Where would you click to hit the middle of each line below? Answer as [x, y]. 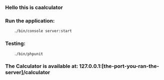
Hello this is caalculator [34, 7]
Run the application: [30, 20]
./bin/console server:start [43, 31]
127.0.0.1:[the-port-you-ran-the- [119, 66]
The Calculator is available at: [42, 66]
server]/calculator [28, 73]
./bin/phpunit [29, 54]
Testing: [15, 44]
